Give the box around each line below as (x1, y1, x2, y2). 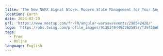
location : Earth (5, 12, 38, 17)
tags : (5, 30, 16, 35)
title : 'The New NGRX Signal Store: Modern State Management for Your (5, 7, 151, 12)
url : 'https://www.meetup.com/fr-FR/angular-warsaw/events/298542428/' (5, 20, 153, 26)
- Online (9, 39, 27, 44)
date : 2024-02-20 (5, 16, 40, 21)
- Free (9, 35, 23, 39)
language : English (5, 43, 42, 48)
